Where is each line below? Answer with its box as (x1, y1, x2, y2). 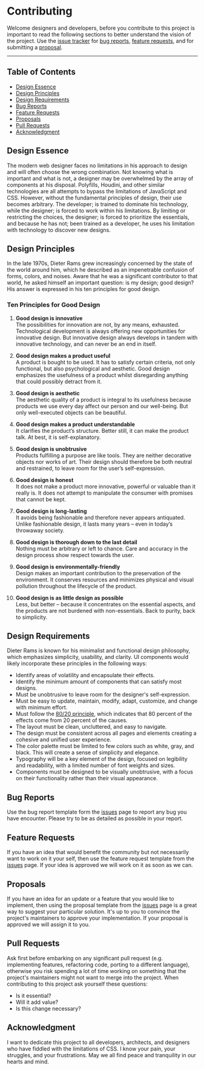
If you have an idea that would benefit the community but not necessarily (7, 849, 189, 856)
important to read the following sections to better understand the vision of (7, 30, 191, 38)
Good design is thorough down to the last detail (15, 538, 138, 546)
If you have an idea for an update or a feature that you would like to (7, 895, 174, 902)
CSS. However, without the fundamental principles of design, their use (7, 194, 182, 201)
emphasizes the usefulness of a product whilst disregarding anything (15, 371, 188, 378)
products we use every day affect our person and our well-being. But (15, 402, 188, 410)
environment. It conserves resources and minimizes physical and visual (15, 576, 194, 583)
